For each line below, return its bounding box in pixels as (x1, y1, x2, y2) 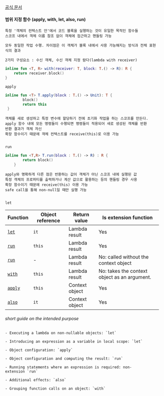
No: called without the (98, 253, 149, 260)
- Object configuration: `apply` (5, 348, 73, 353)
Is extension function (102, 214, 153, 221)
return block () (22, 158, 54, 163)
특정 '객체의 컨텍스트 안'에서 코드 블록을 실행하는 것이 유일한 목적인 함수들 (5, 28, 138, 33)
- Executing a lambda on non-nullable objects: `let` (5, 330, 117, 336)
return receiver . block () (14, 71, 64, 76)
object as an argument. (98, 273, 151, 280)
